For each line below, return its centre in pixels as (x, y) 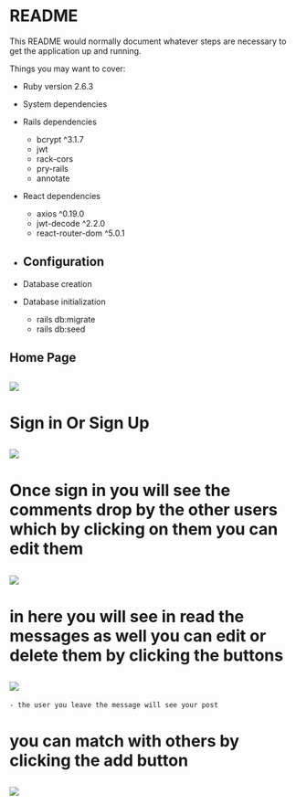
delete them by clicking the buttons (147, 655)
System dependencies (65, 104)
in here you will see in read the (127, 616)
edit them (47, 549)
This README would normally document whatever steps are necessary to (148, 41)
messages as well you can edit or (138, 636)
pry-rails (52, 168)
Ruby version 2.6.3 (58, 86)
